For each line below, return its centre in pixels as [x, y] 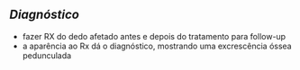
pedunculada [47, 55]
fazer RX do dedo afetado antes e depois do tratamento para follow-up [154, 36]
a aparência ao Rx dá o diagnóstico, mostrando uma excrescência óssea [157, 46]
